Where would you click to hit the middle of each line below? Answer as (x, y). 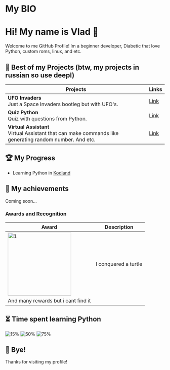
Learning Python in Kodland (41, 173)
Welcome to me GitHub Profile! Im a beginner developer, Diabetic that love (83, 46)
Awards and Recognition (36, 214)
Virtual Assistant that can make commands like (63, 133)
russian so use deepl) (40, 75)
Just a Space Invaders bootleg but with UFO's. (63, 104)
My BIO (21, 9)
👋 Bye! (16, 350)
